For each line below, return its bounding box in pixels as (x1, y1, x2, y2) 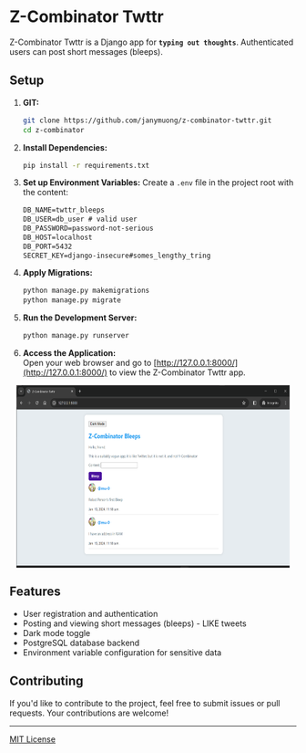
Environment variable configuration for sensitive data (22, 646, 222, 658)
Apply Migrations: (22, 267, 93, 278)
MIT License (9, 733, 56, 745)
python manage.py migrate (22, 296, 121, 305)
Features (9, 584, 61, 600)
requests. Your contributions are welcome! (9, 707, 169, 718)
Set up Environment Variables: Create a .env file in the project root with (22, 177, 294, 188)
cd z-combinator (22, 125, 85, 134)
